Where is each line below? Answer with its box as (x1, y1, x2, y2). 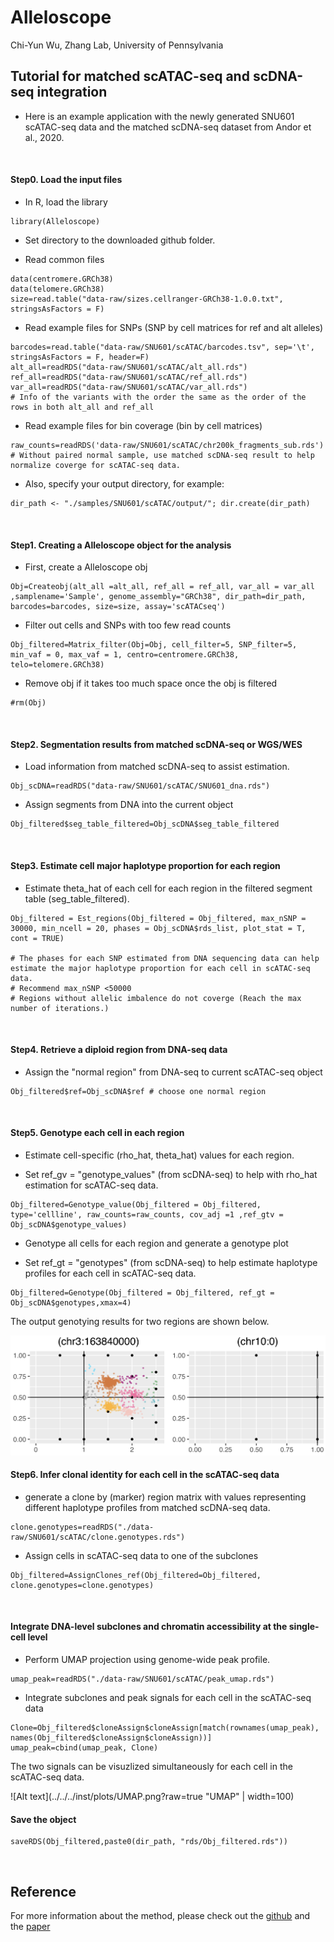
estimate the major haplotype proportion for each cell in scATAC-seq (10, 963, 311, 973)
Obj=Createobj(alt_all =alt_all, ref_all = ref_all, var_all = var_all (10, 582, 315, 592)
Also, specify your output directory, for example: (24, 477, 225, 490)
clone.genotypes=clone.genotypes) (10, 1580, 155, 1590)
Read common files (24, 253, 105, 265)
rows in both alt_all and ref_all (10, 402, 155, 412)
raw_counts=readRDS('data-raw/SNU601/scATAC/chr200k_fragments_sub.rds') (10, 440, 325, 450)
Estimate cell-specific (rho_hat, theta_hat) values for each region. (24, 1149, 295, 1161)
